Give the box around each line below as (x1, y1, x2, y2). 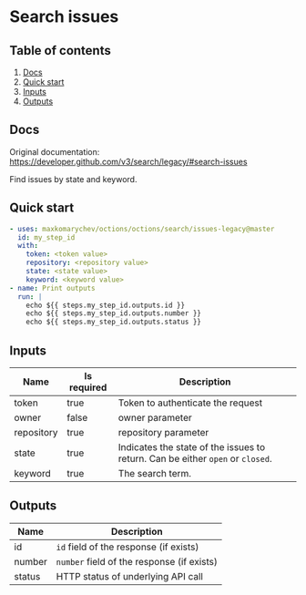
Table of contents (9, 43, 111, 58)
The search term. (117, 467, 192, 479)
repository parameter (117, 426, 209, 438)
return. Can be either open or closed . (117, 452, 272, 465)
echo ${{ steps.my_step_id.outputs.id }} (25, 301, 185, 310)
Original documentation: (9, 146, 100, 157)
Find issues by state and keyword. (9, 173, 138, 184)
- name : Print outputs (9, 283, 96, 292)
